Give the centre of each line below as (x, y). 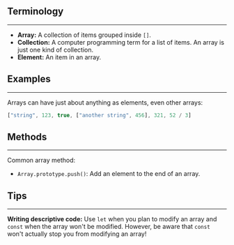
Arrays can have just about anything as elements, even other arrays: (105, 102)
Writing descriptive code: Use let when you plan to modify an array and (112, 219)
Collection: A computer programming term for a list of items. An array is (121, 42)
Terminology (36, 12)
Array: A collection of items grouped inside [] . (84, 35)
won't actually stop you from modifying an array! (77, 234)
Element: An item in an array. (59, 57)
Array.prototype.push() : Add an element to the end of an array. (109, 174)
